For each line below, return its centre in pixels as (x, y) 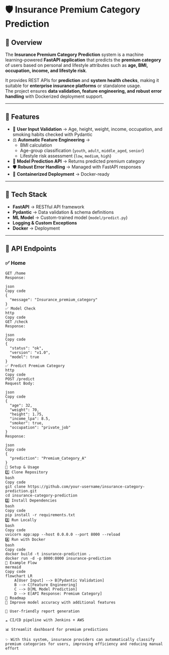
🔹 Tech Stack (26, 195)
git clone (16, 487)
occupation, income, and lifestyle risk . (46, 70)
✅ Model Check (20, 309)
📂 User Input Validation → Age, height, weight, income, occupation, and (87, 129)
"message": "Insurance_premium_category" (54, 300)
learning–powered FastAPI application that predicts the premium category (83, 60)
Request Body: (20, 384)
